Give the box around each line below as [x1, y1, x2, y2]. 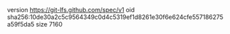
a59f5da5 [7, 20, 35, 28]
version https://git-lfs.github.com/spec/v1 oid [7, 6, 135, 14]
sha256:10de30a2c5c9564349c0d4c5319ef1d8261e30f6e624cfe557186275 [7, 13, 224, 21]
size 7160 [36, 20, 63, 28]
